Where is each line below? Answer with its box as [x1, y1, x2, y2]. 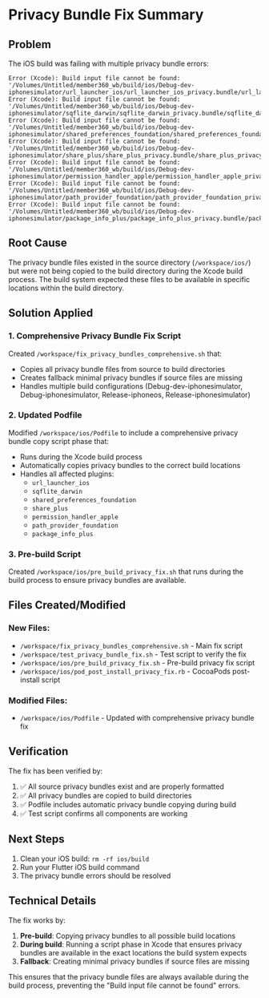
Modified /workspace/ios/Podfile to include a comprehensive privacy [8, 427, 239, 438]
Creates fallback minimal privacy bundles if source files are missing [19, 373, 243, 382]
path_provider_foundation [31, 521, 118, 530]
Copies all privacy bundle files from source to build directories [19, 364, 226, 374]
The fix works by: [8, 915, 66, 925]
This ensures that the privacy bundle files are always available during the [8, 972, 250, 981]
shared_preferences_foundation [31, 495, 137, 504]
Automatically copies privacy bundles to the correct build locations [19, 460, 241, 470]
